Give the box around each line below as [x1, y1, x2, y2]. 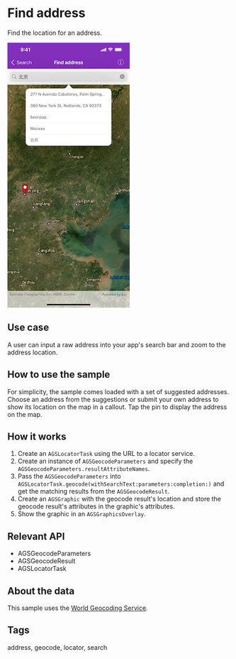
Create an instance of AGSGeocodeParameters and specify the [17, 457, 193, 466]
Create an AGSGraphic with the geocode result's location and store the [17, 495, 222, 503]
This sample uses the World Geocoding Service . [7, 604, 148, 612]
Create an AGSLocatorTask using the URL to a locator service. [17, 450, 196, 458]
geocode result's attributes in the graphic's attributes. [17, 502, 175, 511]
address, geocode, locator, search [7, 643, 108, 651]
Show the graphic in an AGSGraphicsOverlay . [17, 510, 147, 518]
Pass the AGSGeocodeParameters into [17, 472, 121, 481]
